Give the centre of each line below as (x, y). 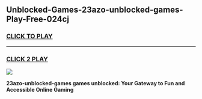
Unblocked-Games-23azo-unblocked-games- (95, 10)
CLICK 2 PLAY (27, 59)
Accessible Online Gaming (40, 89)
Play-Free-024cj (38, 19)
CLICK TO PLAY (29, 37)
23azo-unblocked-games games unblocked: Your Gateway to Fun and (96, 83)
